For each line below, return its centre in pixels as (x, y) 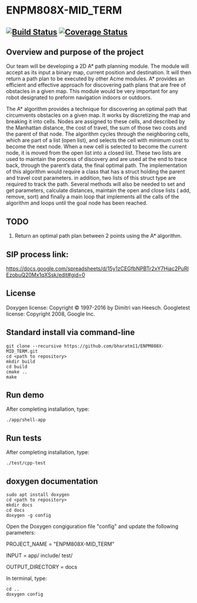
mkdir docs (19, 505)
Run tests (24, 438)
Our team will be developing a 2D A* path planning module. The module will (98, 66)
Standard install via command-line (71, 332)
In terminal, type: (26, 578)
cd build (17, 366)
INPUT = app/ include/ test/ (39, 556)
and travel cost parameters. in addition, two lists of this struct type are (91, 178)
